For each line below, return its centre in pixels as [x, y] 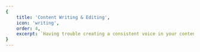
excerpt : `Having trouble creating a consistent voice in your [97, 34]
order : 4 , [29, 28]
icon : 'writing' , [38, 23]
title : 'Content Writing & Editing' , [63, 17]
